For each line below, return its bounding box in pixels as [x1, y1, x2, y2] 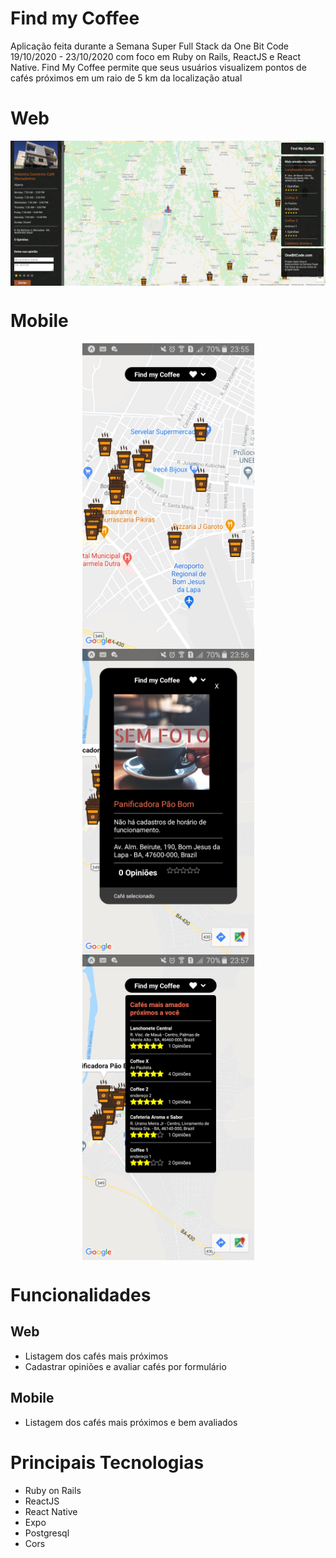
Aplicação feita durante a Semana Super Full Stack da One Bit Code [10, 40, 290, 52]
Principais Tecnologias [10, 1451, 205, 1474]
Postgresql [24, 1527, 70, 1539]
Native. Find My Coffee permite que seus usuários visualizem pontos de [10, 61, 307, 73]
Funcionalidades [10, 1283, 152, 1306]
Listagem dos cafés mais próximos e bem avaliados [24, 1416, 238, 1428]
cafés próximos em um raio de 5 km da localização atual [10, 72, 243, 84]
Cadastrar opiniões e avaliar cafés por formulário [24, 1360, 227, 1372]
